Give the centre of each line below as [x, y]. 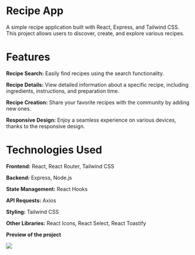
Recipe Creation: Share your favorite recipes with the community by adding [98, 102]
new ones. [19, 108]
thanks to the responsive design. [46, 126]
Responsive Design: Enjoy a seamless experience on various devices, [91, 120]
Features [28, 57]
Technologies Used [54, 150]
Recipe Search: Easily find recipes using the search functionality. [85, 73]
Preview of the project [34, 234]
